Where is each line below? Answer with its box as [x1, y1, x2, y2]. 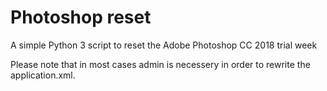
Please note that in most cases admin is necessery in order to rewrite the [10, 58, 311, 70]
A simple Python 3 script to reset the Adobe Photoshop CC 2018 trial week [10, 39, 318, 51]
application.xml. [10, 69, 76, 81]
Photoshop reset [10, 6, 152, 29]
